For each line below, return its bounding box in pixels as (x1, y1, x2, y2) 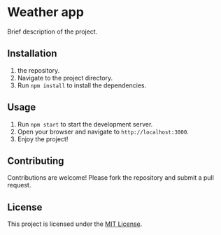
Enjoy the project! (17, 134, 69, 143)
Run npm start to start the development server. (17, 120, 153, 128)
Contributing (7, 155, 64, 166)
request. (7, 181, 31, 190)
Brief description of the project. (7, 27, 98, 36)
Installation (7, 48, 57, 59)
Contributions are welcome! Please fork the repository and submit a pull (7, 173, 215, 182)
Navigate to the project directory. (17, 73, 113, 82)
